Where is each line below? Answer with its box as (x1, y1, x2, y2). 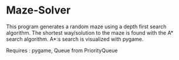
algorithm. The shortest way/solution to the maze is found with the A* (6, 29, 174, 36)
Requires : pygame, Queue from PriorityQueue (6, 46, 119, 54)
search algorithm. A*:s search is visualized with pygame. (6, 35, 144, 42)
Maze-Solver (6, 4, 71, 17)
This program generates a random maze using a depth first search (6, 23, 167, 30)
